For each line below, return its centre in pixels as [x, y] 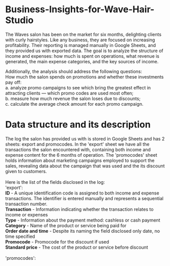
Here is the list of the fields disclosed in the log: [55, 182]
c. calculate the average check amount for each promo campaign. [74, 104]
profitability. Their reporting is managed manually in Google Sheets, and [81, 45]
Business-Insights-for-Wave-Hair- [80, 9]
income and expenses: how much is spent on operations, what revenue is [82, 56]
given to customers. [26, 171]
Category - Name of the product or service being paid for [66, 225]
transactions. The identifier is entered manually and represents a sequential [84, 198]
